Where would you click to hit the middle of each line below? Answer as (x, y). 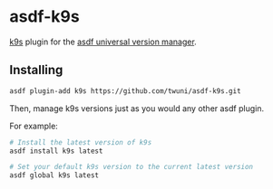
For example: (34, 126)
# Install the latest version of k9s (81, 142)
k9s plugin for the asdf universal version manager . (103, 42)
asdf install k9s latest (56, 151)
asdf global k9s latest (54, 175)
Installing (36, 70)
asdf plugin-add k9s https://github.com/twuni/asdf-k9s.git (126, 91)
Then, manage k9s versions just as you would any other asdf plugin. (137, 108)
